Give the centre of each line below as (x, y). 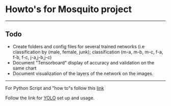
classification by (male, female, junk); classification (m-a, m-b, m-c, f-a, (88, 52)
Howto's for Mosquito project (69, 9)
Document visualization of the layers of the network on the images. (83, 73)
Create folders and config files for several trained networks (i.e (79, 46)
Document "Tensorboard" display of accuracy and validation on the (83, 62)
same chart (24, 68)
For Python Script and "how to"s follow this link (55, 88)
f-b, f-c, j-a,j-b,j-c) (32, 57)
